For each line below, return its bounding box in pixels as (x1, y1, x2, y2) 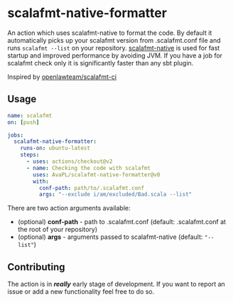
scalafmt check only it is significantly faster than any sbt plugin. (7, 58, 194, 67)
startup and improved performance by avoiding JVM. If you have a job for (7, 51, 222, 60)
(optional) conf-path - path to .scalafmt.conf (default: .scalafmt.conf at (17, 218, 226, 226)
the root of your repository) (17, 225, 98, 234)
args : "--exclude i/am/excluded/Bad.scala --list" (38, 191, 193, 198)
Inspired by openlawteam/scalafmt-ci (7, 73, 117, 81)
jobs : (7, 132, 23, 139)
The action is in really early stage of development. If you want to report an (7, 280, 225, 289)
